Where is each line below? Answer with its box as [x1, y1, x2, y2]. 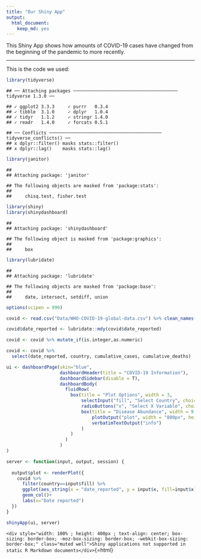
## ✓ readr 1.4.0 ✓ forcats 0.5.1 [6, 119, 109, 126]
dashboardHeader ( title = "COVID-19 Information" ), [59, 369, 188, 375]
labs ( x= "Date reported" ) [22, 498, 84, 504]
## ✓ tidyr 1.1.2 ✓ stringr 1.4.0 [6, 115, 109, 121]
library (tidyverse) [6, 77, 55, 83]
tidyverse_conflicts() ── [6, 136, 71, 142]
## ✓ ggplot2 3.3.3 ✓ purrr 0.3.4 [6, 104, 109, 110]
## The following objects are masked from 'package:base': [6, 283, 157, 290]
